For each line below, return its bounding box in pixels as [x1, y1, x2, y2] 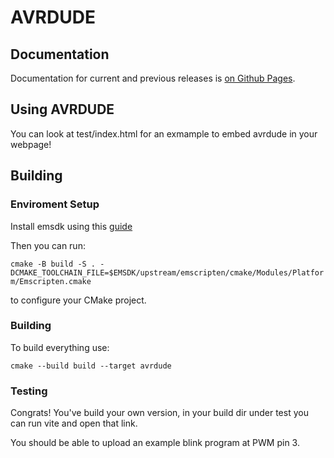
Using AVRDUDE [10, 101, 115, 118]
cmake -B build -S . [10, 259, 97, 269]
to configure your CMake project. [10, 294, 147, 306]
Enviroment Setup [10, 197, 100, 211]
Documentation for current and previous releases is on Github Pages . [10, 72, 296, 84]
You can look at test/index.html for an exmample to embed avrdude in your [10, 127, 318, 140]
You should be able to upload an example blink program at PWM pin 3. [10, 437, 300, 449]
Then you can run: [10, 239, 86, 251]
